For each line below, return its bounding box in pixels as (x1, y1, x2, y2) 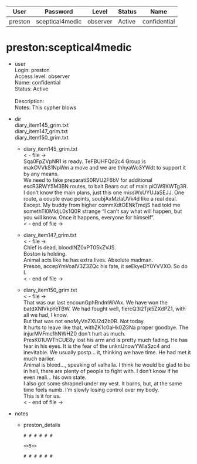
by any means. (23, 170, 59, 177)
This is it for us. (23, 392, 61, 399)
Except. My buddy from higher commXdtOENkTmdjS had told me (23, 201, 181, 208)
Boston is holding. (23, 250, 67, 257)
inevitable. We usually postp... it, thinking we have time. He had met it (23, 348, 191, 355)
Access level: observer (14, 73, 70, 80)
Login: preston (14, 66, 50, 73)
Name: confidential (14, 79, 61, 86)
